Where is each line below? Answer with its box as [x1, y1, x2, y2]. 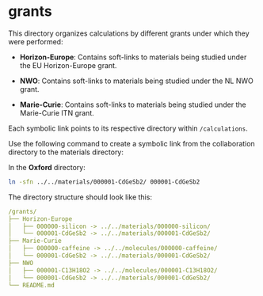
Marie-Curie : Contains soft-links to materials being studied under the [19, 100, 247, 109]
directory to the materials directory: [8, 147, 124, 157]
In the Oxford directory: [8, 162, 86, 172]
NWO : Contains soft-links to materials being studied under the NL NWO [19, 76, 253, 85]
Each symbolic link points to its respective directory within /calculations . [8, 123, 248, 133]
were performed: [8, 36, 63, 46]
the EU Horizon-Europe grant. [19, 60, 117, 70]
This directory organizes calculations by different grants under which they [8, 28, 250, 38]
